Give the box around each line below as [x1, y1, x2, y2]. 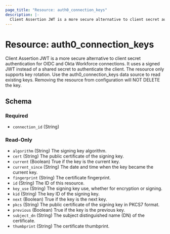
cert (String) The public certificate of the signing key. [12, 153, 124, 160]
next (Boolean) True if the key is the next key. [12, 196, 107, 203]
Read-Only [5, 136, 33, 143]
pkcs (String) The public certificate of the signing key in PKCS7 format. [12, 202, 160, 208]
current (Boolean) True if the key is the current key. [12, 159, 120, 165]
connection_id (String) [12, 124, 60, 130]
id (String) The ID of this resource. [12, 180, 85, 186]
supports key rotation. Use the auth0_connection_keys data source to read [5, 71, 161, 77]
